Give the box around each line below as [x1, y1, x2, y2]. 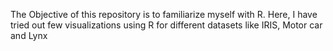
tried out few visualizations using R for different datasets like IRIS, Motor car [10, 19, 323, 31]
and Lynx [10, 30, 48, 41]
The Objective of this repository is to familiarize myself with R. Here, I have [10, 9, 318, 20]
